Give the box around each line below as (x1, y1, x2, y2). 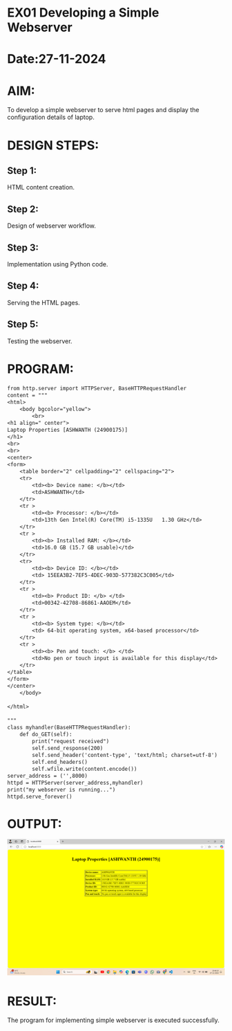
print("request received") (32, 738, 110, 745)
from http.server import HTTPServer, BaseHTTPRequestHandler (7, 385, 187, 392)
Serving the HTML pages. (7, 298, 81, 307)
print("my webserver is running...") (7, 786, 116, 793)
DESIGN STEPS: (7, 137, 99, 153)
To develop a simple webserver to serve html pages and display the (7, 106, 200, 114)
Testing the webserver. (7, 337, 72, 345)
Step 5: (7, 318, 39, 330)
